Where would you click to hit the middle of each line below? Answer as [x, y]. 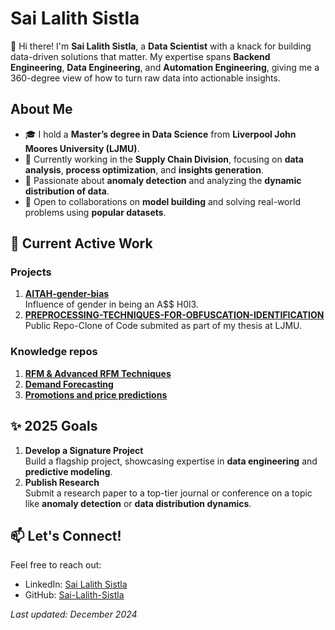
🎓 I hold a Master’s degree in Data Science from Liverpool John [160, 134]
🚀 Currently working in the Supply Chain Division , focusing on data [164, 159]
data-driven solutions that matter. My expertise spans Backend [140, 56]
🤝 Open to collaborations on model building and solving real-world [162, 201]
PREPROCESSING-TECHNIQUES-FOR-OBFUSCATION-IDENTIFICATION [174, 315]
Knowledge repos [54, 352]
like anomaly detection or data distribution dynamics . [138, 503]
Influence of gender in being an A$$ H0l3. [111, 304]
